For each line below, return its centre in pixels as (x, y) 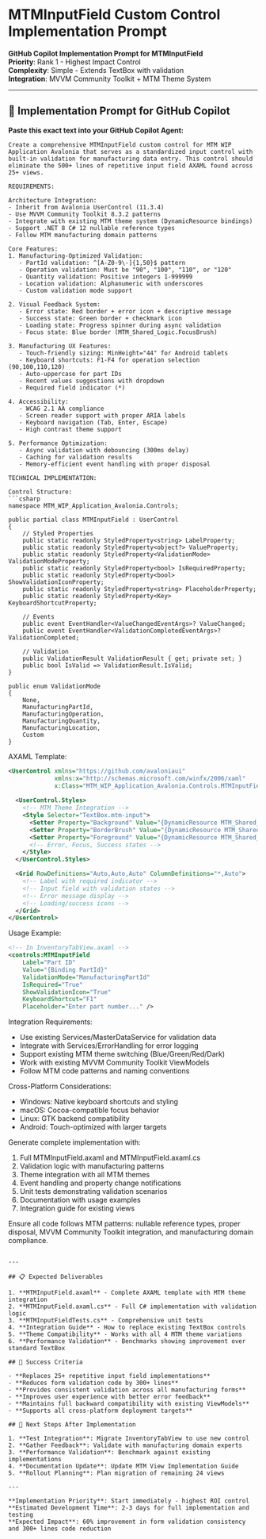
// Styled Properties (58, 533)
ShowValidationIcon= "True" (67, 992)
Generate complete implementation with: (74, 1142)
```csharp (25, 499)
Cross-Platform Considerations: (60, 1086)
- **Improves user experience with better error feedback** (110, 1397)
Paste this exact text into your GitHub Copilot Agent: (96, 130)
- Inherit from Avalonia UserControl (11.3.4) (86, 207)
